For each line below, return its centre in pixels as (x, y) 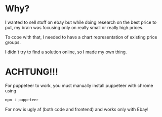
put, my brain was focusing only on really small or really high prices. (74, 27)
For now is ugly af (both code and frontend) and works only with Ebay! (77, 109)
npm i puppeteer (22, 100)
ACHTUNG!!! (32, 72)
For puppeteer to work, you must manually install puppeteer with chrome (79, 85)
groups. (13, 42)
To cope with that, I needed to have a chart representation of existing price (81, 37)
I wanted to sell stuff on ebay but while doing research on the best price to (81, 22)
